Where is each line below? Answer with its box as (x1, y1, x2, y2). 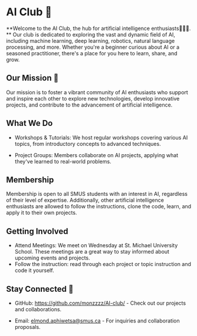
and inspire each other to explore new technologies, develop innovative (6, 95, 180, 102)
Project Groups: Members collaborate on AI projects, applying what (14, 151, 179, 158)
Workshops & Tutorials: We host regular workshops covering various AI (14, 134, 188, 141)
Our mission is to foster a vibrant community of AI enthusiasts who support (6, 88, 189, 96)
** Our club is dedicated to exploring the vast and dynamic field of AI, (6, 31, 176, 38)
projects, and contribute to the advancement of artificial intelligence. (6, 101, 173, 108)
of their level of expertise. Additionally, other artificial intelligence (6, 197, 164, 204)
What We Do (6, 118, 53, 128)
